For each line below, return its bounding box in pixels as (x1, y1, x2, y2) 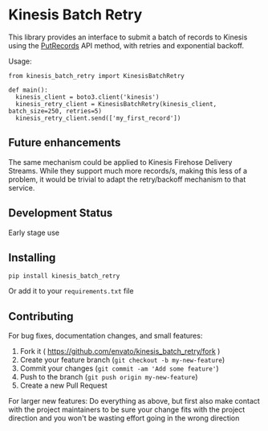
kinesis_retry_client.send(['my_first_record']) (15, 114, 181, 122)
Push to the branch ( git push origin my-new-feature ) (19, 372, 198, 382)
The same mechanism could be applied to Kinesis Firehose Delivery (8, 157, 233, 166)
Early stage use (8, 228, 60, 237)
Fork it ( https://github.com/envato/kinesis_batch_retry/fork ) (19, 347, 221, 356)
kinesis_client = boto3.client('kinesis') (15, 92, 160, 101)
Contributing (8, 310, 74, 323)
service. (8, 183, 35, 192)
